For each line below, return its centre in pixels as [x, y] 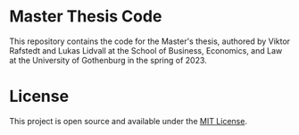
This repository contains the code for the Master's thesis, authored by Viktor [150, 41]
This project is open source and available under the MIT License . [129, 121]
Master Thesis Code [86, 17]
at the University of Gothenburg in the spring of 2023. [108, 60]
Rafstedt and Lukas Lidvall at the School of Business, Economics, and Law [146, 50]
